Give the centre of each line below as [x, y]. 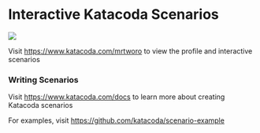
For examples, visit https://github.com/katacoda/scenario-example [116, 120]
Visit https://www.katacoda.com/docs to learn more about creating [117, 97]
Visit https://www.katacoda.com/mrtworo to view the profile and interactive [130, 51]
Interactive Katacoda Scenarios [113, 15]
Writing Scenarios [43, 79]
